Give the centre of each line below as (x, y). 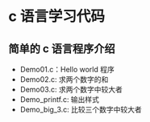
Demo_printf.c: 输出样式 (59, 100)
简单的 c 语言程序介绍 (62, 49)
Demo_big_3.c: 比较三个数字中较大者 (81, 110)
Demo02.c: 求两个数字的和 (64, 79)
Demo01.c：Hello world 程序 (67, 69)
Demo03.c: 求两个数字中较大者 (71, 89)
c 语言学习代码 (57, 16)
